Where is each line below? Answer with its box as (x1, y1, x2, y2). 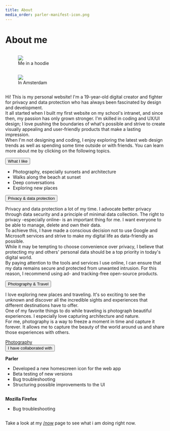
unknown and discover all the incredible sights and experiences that (5, 297, 148, 303)
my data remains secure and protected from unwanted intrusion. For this (5, 265, 157, 272)
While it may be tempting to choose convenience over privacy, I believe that (5, 244, 164, 250)
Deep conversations (12, 180, 55, 186)
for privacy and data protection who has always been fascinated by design (5, 100, 161, 106)
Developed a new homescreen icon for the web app (12, 366, 121, 372)
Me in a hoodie (18, 60, 49, 67)
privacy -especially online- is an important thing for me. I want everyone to (5, 217, 161, 223)
